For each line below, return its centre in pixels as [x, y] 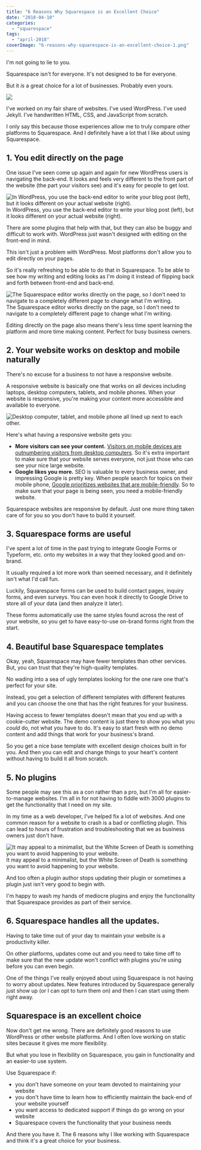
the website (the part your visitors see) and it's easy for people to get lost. [98, 185]
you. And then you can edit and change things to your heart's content [92, 752]
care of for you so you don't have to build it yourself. [71, 515]
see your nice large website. [50, 465]
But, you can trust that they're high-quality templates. [72, 668]
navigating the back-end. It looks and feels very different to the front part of [100, 179]
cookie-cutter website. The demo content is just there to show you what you [100, 722]
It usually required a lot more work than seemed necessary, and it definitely [99, 573]
